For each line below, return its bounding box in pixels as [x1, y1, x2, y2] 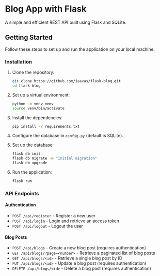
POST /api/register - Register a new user [12, 213, 96, 219]
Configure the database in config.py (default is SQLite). [12, 133, 124, 138]
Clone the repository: [12, 69, 55, 76]
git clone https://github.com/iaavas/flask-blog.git [12, 79, 121, 84]
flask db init [12, 152, 41, 156]
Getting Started [5, 33, 53, 42]
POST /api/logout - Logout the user [12, 223, 83, 229]
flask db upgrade [12, 161, 48, 166]
